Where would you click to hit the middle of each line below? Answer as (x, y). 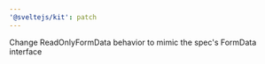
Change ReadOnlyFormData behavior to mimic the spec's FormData (133, 42)
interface (26, 51)
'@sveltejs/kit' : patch (53, 17)
